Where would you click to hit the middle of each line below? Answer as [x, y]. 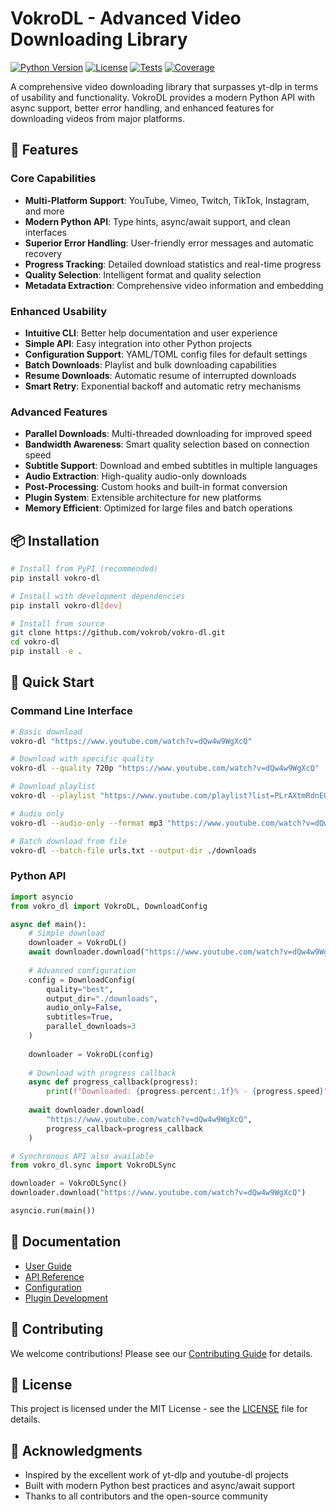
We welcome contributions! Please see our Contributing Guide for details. [161, 1353]
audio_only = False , [84, 1008]
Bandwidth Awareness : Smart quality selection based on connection [167, 444]
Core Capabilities [53, 179]
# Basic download [46, 732]
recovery [43, 253]
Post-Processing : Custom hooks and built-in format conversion [156, 487]
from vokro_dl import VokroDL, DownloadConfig [109, 906]
